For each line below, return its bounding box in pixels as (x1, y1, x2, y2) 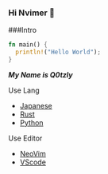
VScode (19, 157, 46, 167)
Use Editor (8, 133, 43, 143)
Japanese (19, 101, 53, 110)
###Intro (8, 26, 37, 35)
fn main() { (8, 41, 48, 49)
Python (19, 117, 44, 127)
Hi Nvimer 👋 (8, 7, 56, 18)
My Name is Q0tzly (8, 69, 73, 79)
